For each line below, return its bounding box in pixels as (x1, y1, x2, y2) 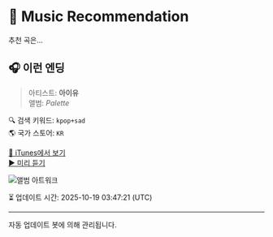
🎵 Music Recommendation (8, 7, 189, 26)
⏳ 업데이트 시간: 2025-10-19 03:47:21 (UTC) (8, 192, 153, 202)
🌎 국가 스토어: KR (8, 127, 64, 137)
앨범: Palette (28, 97, 70, 108)
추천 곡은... (8, 35, 43, 45)
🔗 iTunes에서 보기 (8, 148, 67, 157)
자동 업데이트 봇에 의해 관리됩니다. (8, 219, 117, 230)
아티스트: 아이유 (28, 88, 79, 97)
